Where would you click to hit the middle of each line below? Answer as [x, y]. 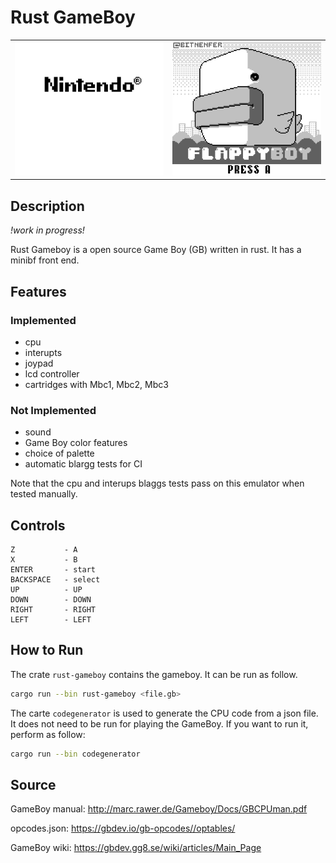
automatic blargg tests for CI [83, 464]
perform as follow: [48, 734]
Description [47, 206]
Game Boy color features [76, 443]
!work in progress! [47, 230]
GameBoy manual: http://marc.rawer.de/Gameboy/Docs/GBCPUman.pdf [159, 809]
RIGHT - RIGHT [53, 609]
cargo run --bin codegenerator [75, 754]
